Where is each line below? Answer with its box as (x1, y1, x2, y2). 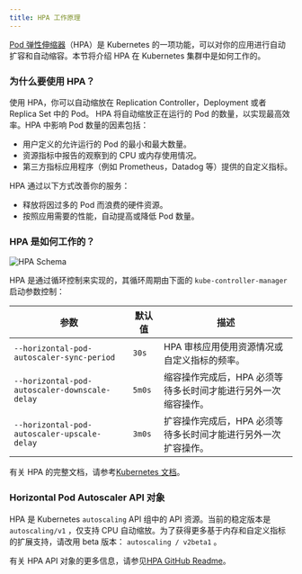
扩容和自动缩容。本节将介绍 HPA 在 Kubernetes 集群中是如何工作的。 (9, 50, 266, 61)
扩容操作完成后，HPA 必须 (163, 415, 275, 427)
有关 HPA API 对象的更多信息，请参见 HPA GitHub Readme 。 (9, 555, 231, 566)
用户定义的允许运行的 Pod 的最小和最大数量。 (22, 139, 191, 149)
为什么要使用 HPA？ (9, 75, 96, 87)
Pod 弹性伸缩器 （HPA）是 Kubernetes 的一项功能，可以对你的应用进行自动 (9, 39, 286, 49)
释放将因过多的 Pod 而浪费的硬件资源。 (22, 199, 168, 210)
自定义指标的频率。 (163, 354, 245, 367)
